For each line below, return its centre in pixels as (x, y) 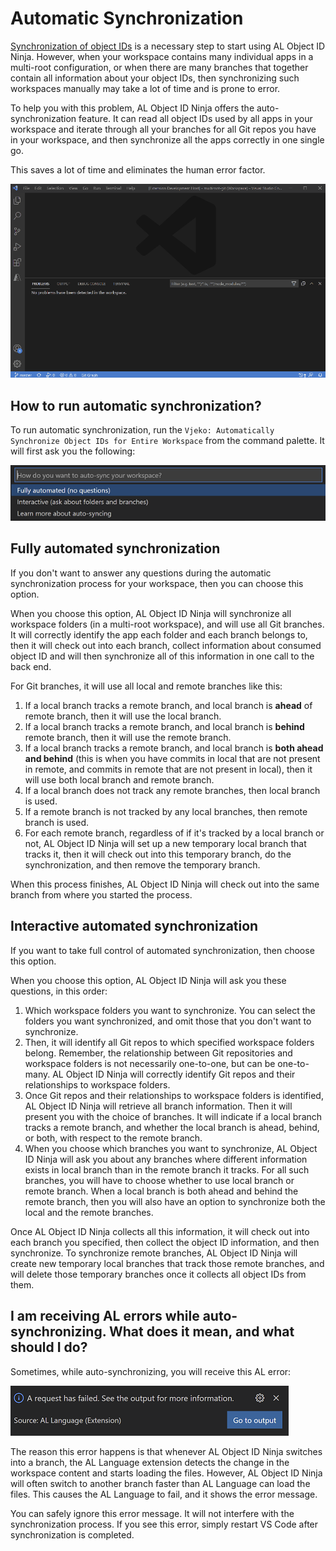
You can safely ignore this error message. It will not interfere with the (152, 1513)
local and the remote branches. (89, 1212)
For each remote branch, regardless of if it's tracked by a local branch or (174, 833)
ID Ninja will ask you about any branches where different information (166, 1159)
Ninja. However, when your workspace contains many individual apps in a (162, 56)
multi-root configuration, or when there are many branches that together (159, 67)
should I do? (49, 1347)
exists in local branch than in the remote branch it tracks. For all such (167, 1169)
